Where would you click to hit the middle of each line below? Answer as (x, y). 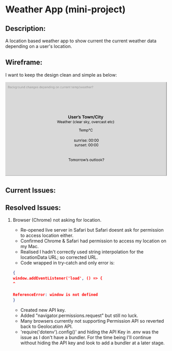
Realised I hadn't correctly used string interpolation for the (82, 252)
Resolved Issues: (33, 208)
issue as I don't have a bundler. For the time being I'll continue (86, 337)
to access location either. (47, 236)
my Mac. (29, 247)
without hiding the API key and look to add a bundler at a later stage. (92, 343)
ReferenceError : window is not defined (55, 294)
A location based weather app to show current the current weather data (81, 41)
